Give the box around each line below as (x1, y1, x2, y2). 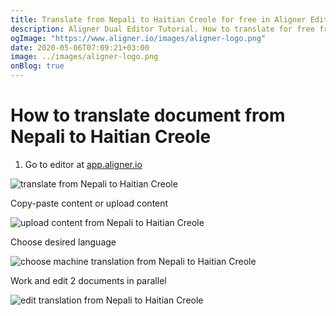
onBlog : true (10, 61, 65, 71)
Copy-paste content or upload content (10, 197, 169, 209)
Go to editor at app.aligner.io (24, 158, 143, 170)
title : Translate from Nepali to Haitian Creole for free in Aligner (10, 14, 307, 25)
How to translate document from (10, 104, 286, 127)
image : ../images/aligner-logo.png (10, 52, 159, 62)
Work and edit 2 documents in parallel (10, 274, 167, 286)
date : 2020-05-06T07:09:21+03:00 (10, 42, 150, 53)
